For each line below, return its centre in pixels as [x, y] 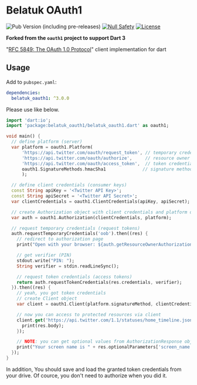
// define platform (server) [47, 142]
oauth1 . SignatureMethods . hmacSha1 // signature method [107, 169]
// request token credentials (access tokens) [74, 277]
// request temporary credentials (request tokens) [76, 228]
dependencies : [23, 93]
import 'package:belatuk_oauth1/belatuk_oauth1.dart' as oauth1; [87, 126]
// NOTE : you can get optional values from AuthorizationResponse [99, 342]
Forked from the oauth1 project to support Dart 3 [66, 38]
